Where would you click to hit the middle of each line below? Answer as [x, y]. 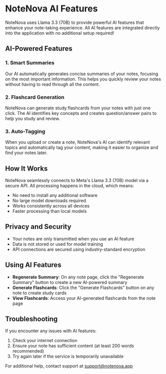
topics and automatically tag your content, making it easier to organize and [82, 148]
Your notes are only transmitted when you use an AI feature [73, 239]
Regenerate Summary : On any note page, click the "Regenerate [78, 277]
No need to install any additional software [55, 195]
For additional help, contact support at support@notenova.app [69, 366]
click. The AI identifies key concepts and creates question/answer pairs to [81, 113]
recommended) [28, 351]
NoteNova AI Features [51, 9]
